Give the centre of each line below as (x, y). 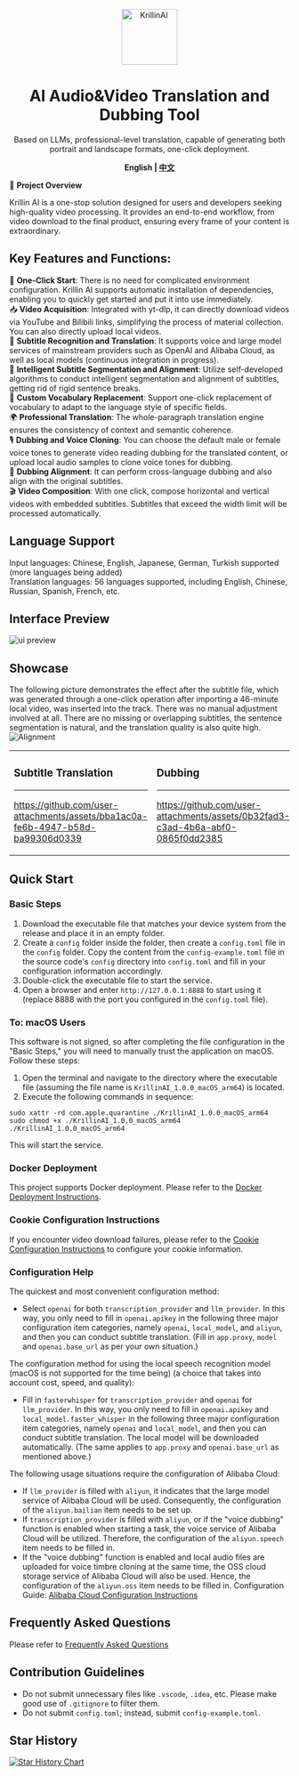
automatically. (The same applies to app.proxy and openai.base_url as (150, 1447)
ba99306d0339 (48, 838)
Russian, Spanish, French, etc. (65, 591)
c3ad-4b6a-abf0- (197, 827)
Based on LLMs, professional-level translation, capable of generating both (149, 139)
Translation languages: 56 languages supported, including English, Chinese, (149, 581)
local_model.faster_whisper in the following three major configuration (151, 1418)
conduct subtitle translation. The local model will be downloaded (141, 1437)
